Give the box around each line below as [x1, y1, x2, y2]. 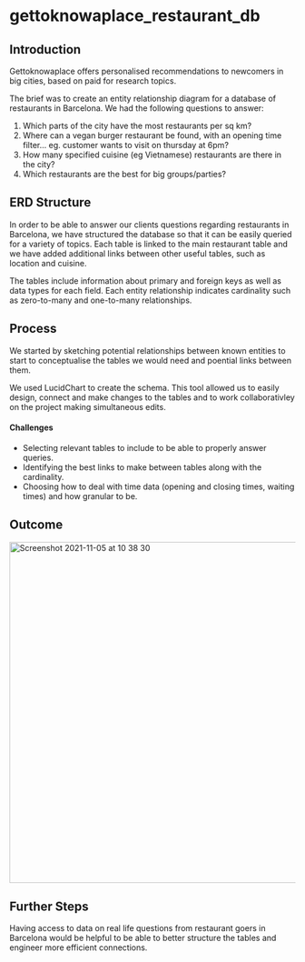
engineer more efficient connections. [9, 942, 148, 953]
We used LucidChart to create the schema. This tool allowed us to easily [9, 382, 280, 393]
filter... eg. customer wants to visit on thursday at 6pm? [22, 140, 230, 150]
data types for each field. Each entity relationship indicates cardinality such [9, 285, 291, 296]
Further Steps [9, 899, 89, 915]
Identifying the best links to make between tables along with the [22, 461, 262, 473]
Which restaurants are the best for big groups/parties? [22, 169, 227, 179]
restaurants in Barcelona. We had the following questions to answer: [9, 103, 265, 114]
